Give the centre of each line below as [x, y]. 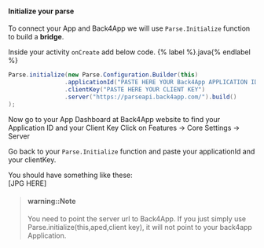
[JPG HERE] [27, 183]
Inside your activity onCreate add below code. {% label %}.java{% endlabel [130, 52]
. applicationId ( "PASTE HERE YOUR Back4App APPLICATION [156, 83]
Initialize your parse [41, 11]
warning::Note [51, 202]
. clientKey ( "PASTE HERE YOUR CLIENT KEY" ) [135, 89]
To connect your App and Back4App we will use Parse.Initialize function [129, 28]
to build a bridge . [36, 37]
